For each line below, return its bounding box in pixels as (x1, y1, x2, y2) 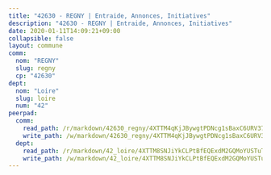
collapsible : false (8, 34, 74, 43)
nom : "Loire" (15, 86, 60, 95)
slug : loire (15, 94, 56, 102)
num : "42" (15, 102, 48, 110)
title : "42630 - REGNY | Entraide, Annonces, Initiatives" (8, 11, 211, 20)
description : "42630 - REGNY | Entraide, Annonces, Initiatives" (8, 19, 232, 27)
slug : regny (15, 65, 56, 73)
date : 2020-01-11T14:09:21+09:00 (8, 27, 121, 35)
